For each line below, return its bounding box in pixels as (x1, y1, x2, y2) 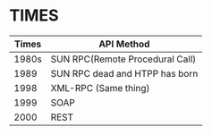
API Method (98, 38, 150, 50)
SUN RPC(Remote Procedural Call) (50, 53, 197, 65)
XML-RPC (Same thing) (50, 81, 150, 94)
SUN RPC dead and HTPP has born (50, 67, 199, 80)
